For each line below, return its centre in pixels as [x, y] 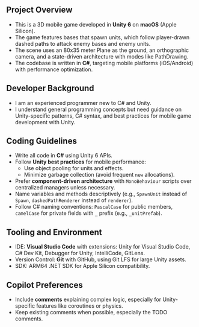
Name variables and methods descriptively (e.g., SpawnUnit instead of [101, 194]
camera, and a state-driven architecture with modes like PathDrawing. [102, 56]
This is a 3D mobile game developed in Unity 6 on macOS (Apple [96, 24]
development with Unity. [45, 122]
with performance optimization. [54, 69]
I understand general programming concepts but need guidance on [98, 109]
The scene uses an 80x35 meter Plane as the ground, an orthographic [102, 50]
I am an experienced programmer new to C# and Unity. [83, 103]
